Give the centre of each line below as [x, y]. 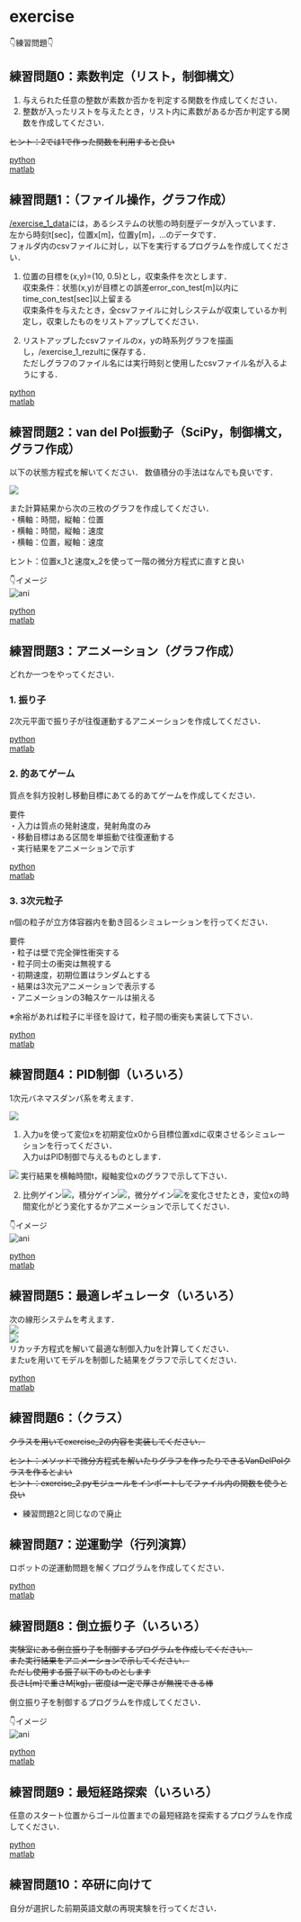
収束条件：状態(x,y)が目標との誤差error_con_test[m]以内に [131, 287]
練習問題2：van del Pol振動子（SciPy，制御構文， [149, 432]
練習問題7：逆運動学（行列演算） [102, 1544]
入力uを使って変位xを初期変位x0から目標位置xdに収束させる [134, 1134]
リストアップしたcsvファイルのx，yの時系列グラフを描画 [128, 340]
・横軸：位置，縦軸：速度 [57, 542]
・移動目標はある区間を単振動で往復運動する [92, 837]
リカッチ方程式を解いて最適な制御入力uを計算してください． [122, 1348]
